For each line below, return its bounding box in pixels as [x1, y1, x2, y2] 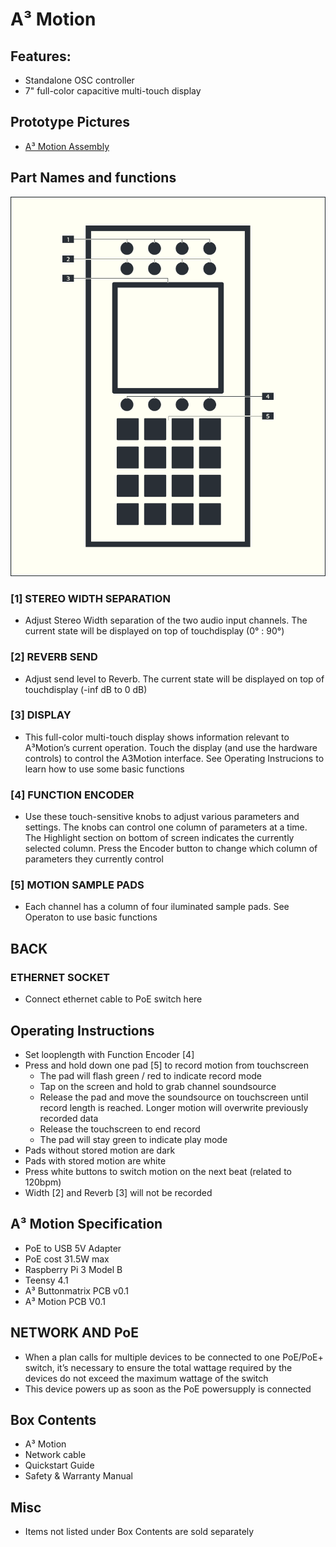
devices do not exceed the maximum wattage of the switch [24, 1372, 269, 1384]
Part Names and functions [10, 169, 177, 187]
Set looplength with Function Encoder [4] [24, 1048, 195, 1060]
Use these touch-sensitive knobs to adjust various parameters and [24, 811, 300, 823]
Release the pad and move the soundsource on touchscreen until [39, 1091, 309, 1103]
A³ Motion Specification [10, 1216, 163, 1233]
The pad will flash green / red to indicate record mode [39, 1069, 263, 1082]
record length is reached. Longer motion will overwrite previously [39, 1101, 309, 1113]
